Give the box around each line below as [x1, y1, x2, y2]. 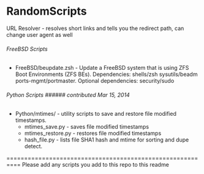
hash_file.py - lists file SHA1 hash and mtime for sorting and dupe [24, 136, 189, 143]
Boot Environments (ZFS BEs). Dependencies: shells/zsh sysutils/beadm [15, 70, 198, 78]
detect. [24, 143, 43, 150]
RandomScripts [6, 4, 87, 18]
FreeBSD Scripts [6, 45, 48, 53]
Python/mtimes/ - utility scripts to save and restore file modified [15, 110, 176, 118]
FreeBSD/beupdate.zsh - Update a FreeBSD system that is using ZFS [15, 64, 189, 72]
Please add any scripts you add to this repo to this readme [21, 161, 170, 168]
